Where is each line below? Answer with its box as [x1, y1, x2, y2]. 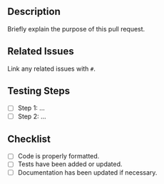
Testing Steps [7, 85, 71, 97]
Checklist [7, 133, 51, 145]
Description [7, 6, 61, 18]
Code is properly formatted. [17, 152, 100, 160]
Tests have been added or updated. [17, 160, 123, 168]
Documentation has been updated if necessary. [17, 168, 158, 177]
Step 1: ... [17, 103, 45, 113]
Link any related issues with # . [7, 64, 96, 73]
